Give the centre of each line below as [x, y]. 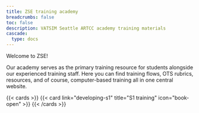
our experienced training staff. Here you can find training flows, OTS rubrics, [100, 74]
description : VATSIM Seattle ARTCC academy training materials [86, 28]
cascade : [17, 34]
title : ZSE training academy [42, 12]
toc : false [20, 22]
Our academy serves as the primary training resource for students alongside [100, 67]
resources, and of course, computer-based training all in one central [90, 80]
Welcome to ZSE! [27, 56]
